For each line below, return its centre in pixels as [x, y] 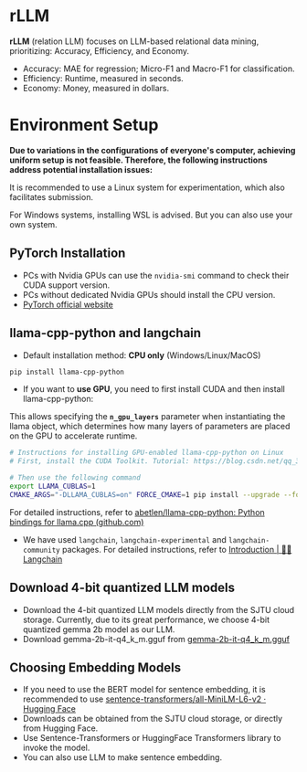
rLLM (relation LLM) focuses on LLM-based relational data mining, [134, 41]
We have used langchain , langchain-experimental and [124, 539]
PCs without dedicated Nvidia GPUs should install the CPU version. [149, 294]
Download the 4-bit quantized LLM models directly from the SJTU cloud [159, 609]
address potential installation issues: [81, 169]
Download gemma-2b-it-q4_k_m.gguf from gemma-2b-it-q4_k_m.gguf [156, 639]
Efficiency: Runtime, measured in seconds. [103, 78]
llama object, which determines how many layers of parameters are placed [150, 427]
